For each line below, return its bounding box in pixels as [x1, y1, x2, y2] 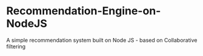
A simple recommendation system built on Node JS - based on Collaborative [6, 36, 198, 43]
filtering [6, 43, 26, 50]
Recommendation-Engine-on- [6, 4, 161, 18]
